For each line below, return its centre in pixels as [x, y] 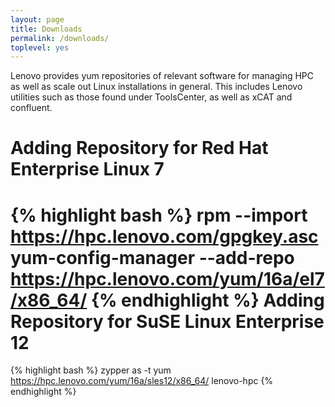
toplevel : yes [40, 47]
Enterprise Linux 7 [87, 169]
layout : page [37, 19]
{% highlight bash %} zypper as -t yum [91, 370]
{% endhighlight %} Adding [207, 300]
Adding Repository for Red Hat [139, 148]
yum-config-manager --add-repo [152, 257]
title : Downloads [46, 29]
